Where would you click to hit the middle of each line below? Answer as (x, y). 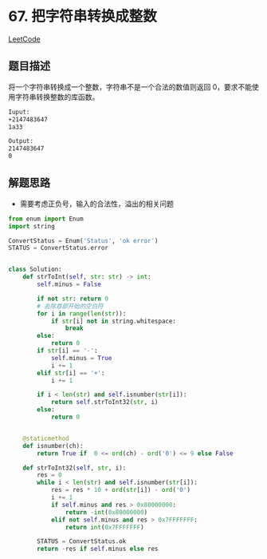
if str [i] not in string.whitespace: (114, 321)
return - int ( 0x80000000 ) (106, 512)
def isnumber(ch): (53, 446)
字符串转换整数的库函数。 (57, 97)
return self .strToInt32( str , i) (104, 402)
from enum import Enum (46, 219)
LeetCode (25, 39)
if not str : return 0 (73, 299)
